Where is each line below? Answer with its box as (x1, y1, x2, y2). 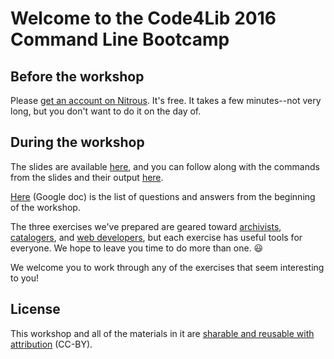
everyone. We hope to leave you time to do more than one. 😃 (10, 242, 264, 254)
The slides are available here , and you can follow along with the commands (10, 160, 320, 172)
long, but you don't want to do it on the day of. (10, 105, 202, 117)
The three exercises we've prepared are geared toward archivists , (10, 220, 282, 232)
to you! (10, 272, 40, 284)
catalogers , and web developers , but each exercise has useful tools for (10, 231, 303, 243)
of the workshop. (10, 201, 81, 213)
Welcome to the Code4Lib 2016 (10, 7, 277, 30)
